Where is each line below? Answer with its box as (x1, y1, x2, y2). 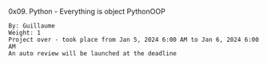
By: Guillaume (8, 22, 56, 30)
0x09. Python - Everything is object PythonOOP (8, 7, 165, 16)
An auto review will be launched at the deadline (8, 50, 177, 58)
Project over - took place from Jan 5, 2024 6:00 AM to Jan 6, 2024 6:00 (8, 36, 260, 43)
